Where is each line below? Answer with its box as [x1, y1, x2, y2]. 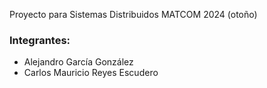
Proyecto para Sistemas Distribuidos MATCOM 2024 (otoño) [9, 9, 258, 20]
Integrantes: [9, 33, 71, 47]
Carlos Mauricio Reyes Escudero [23, 67, 159, 79]
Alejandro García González [23, 56, 134, 68]
